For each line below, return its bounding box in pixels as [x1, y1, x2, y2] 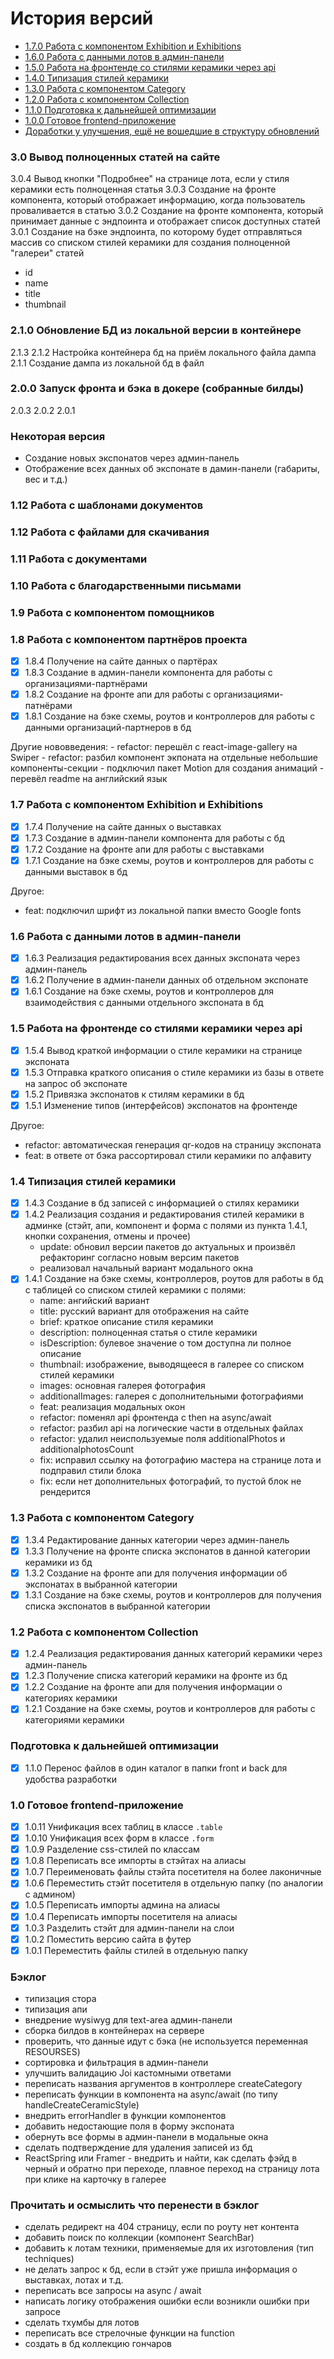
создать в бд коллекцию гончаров [24, 2338, 172, 2350]
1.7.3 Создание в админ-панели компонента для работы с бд [24, 832, 285, 844]
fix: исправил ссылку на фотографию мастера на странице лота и [39, 1454, 322, 1466]
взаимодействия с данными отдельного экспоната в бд [24, 997, 264, 1009]
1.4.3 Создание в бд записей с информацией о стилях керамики [24, 1197, 300, 1209]
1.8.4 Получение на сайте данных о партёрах [24, 655, 218, 667]
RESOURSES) [24, 2046, 81, 2058]
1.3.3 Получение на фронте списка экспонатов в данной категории [24, 1545, 311, 1557]
